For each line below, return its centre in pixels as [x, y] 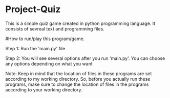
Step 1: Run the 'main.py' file [35, 48]
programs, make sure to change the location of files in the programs [77, 84]
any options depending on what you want [49, 63]
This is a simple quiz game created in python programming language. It [80, 23]
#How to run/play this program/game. [45, 39]
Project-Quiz [33, 9]
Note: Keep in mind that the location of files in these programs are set [79, 73]
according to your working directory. [44, 89]
